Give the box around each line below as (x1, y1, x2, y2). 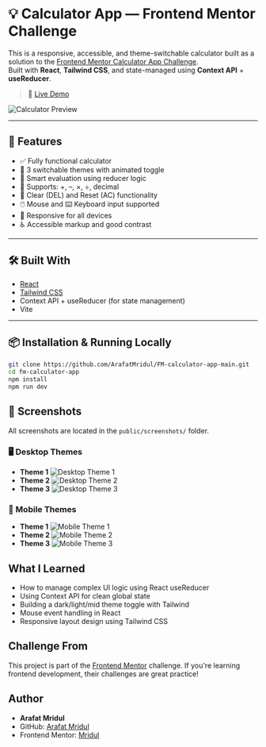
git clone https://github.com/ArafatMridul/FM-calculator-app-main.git (8, 360, 249, 369)
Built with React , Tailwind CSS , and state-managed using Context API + (8, 65, 244, 75)
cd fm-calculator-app (8, 368, 80, 376)
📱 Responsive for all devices (19, 210, 112, 220)
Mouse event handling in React (19, 608, 121, 618)
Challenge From (8, 640, 89, 653)
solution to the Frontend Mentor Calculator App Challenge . (8, 56, 199, 66)
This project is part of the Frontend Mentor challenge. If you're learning (8, 660, 241, 670)
